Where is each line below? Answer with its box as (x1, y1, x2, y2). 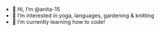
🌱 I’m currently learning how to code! (12, 18, 106, 25)
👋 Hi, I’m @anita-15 (12, 6, 60, 13)
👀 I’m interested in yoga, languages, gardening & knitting (12, 12, 155, 19)
